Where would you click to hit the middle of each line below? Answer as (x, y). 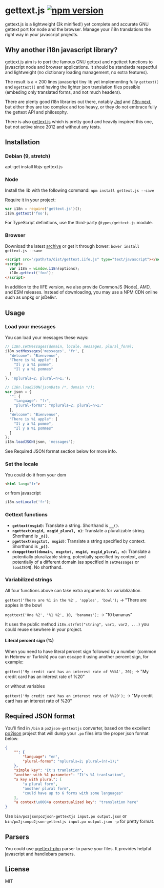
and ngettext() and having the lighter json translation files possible (73, 87)
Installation (22, 142)
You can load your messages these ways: (47, 337)
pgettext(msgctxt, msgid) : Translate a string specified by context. (79, 541)
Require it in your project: (31, 200)
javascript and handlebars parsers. (40, 854)
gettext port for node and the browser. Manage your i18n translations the (78, 29)
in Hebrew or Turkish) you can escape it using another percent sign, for (77, 657)
